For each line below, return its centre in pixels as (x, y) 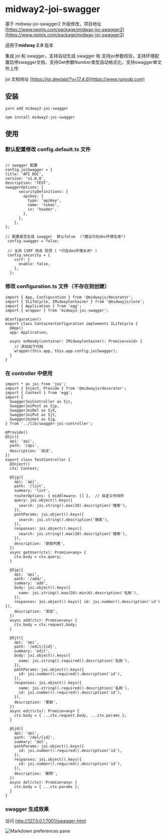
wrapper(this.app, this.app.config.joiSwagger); (66, 351)
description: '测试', (32, 451)
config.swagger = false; (33, 241)
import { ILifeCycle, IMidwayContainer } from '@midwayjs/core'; (75, 302)
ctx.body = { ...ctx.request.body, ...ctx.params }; (70, 716)
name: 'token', (43, 205)
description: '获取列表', (40, 544)
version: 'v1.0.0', (26, 179)
